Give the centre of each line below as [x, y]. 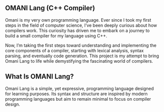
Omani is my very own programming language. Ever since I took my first [78, 20]
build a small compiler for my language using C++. [56, 36]
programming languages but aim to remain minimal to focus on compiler [78, 99]
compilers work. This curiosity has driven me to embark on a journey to [78, 30]
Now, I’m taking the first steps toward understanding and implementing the [81, 45]
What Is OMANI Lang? [39, 77]
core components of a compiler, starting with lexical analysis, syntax [75, 50]
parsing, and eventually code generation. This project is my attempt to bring [82, 56]
